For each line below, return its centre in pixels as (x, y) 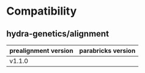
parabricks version (107, 51)
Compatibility (42, 11)
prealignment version (41, 51)
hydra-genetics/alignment (58, 34)
